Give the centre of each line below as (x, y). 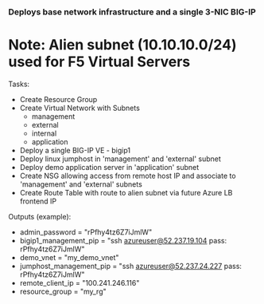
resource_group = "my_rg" (63, 291)
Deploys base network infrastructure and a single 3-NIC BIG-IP (132, 12)
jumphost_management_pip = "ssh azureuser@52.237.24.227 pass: (131, 266)
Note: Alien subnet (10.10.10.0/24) (122, 45)
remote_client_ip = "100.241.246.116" (80, 282)
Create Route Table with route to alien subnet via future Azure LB (126, 192)
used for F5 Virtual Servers (99, 62)
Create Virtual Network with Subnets (80, 108)
